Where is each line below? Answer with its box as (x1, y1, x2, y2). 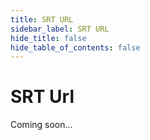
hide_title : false (10, 33, 87, 43)
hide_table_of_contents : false (10, 42, 141, 53)
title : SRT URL (10, 14, 74, 25)
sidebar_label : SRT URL (10, 24, 110, 34)
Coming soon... (10, 119, 73, 131)
